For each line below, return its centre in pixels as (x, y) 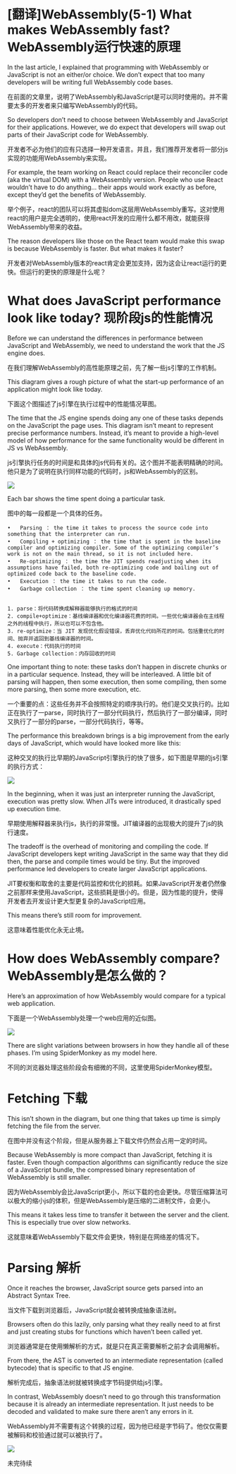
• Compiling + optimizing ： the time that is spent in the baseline (114, 541)
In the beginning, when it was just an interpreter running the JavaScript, (111, 793)
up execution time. (34, 808)
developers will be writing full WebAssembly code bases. (90, 82)
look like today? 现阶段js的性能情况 (110, 318)
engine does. (26, 353)
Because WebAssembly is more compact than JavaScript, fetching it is (110, 1154)
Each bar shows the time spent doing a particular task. (86, 498)
